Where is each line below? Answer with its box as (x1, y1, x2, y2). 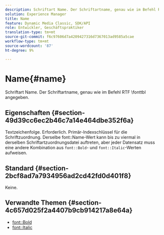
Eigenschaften (5, 108, 50, 117)
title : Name (5, 16, 29, 21)
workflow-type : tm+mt (5, 39, 49, 44)
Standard (5, 164, 34, 172)
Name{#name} (5, 73, 66, 84)
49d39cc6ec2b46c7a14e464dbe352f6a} (5, 116, 134, 124)
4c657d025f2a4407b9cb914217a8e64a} (5, 206, 133, 215)
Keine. (5, 185, 18, 191)
